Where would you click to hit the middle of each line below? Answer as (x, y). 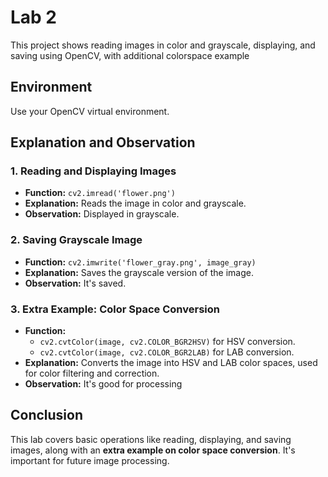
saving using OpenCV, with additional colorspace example (130, 55)
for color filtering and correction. (92, 373)
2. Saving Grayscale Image (76, 240)
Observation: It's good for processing (103, 384)
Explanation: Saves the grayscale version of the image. (139, 272)
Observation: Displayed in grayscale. (102, 214)
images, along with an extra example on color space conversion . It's (153, 450)
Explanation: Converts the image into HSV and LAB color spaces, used (171, 363)
